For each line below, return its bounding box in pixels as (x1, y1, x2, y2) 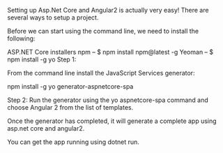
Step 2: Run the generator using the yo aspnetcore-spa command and (7, 96, 209, 104)
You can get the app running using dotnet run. (7, 138, 139, 146)
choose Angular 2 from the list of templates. (7, 103, 134, 111)
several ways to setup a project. (7, 13, 99, 22)
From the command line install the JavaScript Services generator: (7, 69, 195, 77)
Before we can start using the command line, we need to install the (7, 27, 199, 35)
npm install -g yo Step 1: (7, 55, 77, 64)
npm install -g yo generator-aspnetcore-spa (7, 82, 134, 90)
